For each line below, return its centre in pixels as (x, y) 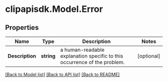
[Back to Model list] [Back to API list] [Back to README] (62, 75)
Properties (22, 28)
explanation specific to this (92, 56)
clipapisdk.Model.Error (54, 9)
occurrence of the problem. (92, 62)
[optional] (149, 56)
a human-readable (82, 50)
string (48, 56)
